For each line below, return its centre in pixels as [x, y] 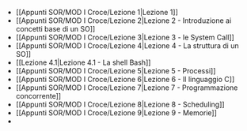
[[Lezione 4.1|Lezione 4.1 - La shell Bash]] [83, 62]
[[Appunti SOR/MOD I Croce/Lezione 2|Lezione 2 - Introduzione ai [123, 21]
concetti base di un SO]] [55, 29]
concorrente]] [38, 96]
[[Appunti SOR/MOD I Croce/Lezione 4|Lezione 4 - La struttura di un [127, 46]
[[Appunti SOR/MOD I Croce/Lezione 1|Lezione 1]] [97, 12]
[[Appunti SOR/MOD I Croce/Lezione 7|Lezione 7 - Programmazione [127, 88]
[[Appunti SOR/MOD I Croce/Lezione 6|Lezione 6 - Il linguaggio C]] [125, 79]
